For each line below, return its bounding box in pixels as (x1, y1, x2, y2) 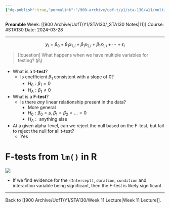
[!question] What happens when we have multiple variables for (17, 52, 148, 58)
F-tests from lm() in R (5, 151, 97, 163)
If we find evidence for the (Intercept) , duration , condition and (12, 177, 147, 183)
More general (27, 104, 56, 110)
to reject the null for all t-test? (12, 128, 74, 134)
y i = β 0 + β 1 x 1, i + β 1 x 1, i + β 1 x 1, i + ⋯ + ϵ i (45, 41, 125, 48)
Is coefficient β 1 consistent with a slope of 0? (20, 74, 114, 81)
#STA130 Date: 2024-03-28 (5, 26, 63, 33)
